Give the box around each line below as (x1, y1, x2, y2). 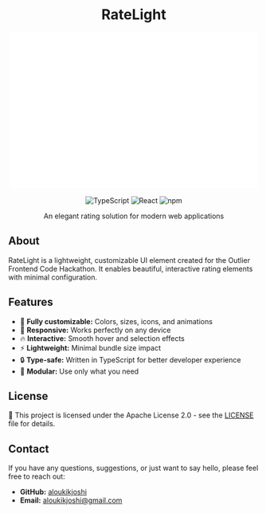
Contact (8, 442, 49, 456)
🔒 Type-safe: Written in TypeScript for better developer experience (19, 354, 241, 364)
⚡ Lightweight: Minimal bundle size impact (19, 343, 162, 352)
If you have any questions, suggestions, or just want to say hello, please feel (8, 464, 259, 473)
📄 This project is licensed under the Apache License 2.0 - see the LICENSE (8, 410, 254, 420)
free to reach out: (8, 472, 65, 481)
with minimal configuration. (8, 272, 98, 282)
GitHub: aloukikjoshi (19, 488, 88, 497)
